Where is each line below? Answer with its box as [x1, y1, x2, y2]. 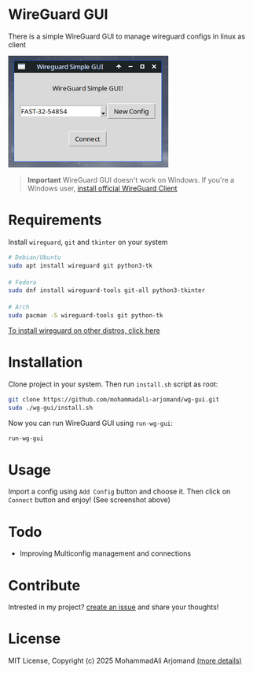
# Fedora [8, 278, 37, 287]
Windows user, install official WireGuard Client [27, 183, 178, 193]
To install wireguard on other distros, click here [8, 325, 160, 335]
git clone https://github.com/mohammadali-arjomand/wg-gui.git [8, 395, 220, 403]
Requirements [8, 211, 102, 229]
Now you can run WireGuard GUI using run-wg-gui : [8, 418, 173, 427]
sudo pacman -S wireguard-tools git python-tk [8, 312, 163, 320]
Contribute [8, 576, 81, 594]
